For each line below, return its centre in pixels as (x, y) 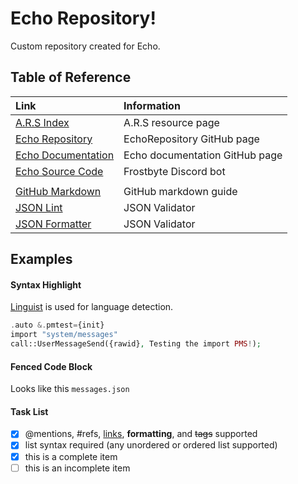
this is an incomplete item (77, 468)
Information (152, 105)
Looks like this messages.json (70, 389)
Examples (41, 259)
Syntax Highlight (46, 284)
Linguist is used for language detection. (92, 307)
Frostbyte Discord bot (174, 171)
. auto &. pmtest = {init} (57, 325)
